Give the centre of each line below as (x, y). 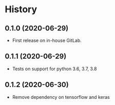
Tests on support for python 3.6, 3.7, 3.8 (54, 69)
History (21, 9)
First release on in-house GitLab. (47, 40)
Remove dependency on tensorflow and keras (61, 97)
